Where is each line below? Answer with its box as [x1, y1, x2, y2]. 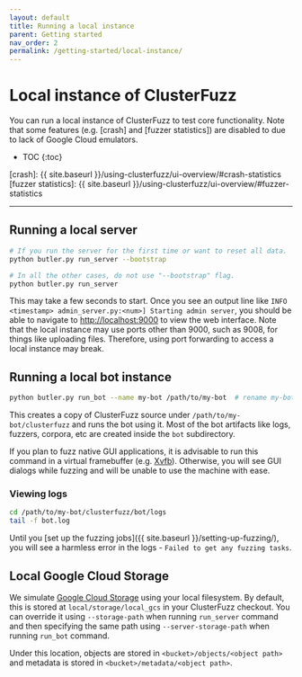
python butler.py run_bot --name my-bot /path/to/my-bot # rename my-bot [9, 393, 296, 403]
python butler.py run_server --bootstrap [9, 254, 167, 263]
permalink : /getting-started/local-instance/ [9, 47, 182, 56]
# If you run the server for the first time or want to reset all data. [9, 246, 288, 255]
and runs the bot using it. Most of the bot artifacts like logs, [71, 419, 291, 430]
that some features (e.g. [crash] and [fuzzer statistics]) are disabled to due [9, 125, 286, 136]
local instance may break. [9, 343, 105, 354]
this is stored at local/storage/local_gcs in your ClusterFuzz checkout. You [9, 601, 290, 612]
